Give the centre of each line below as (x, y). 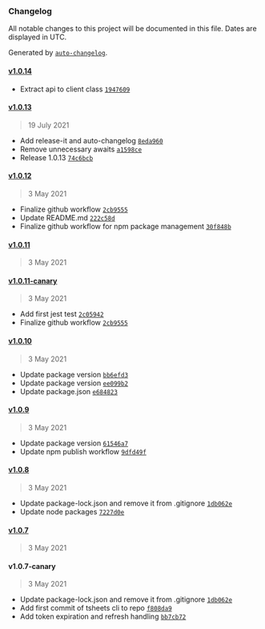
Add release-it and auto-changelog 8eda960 (91, 140)
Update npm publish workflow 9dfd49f (83, 451)
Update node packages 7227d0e (72, 511)
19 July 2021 (48, 125)
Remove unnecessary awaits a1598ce (81, 149)
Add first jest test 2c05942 (62, 314)
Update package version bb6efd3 (74, 374)
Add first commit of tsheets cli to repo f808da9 (96, 608)
